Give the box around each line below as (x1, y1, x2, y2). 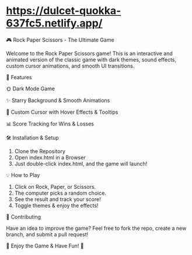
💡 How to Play (6, 171, 40, 178)
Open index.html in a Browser (14, 154, 86, 161)
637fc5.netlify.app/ (6, 16, 103, 30)
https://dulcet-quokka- (6, 4, 121, 18)
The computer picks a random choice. (14, 189, 107, 196)
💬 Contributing (6, 213, 41, 220)
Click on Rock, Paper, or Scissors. (14, 183, 96, 190)
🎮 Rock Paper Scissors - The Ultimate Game (6, 36, 115, 43)
